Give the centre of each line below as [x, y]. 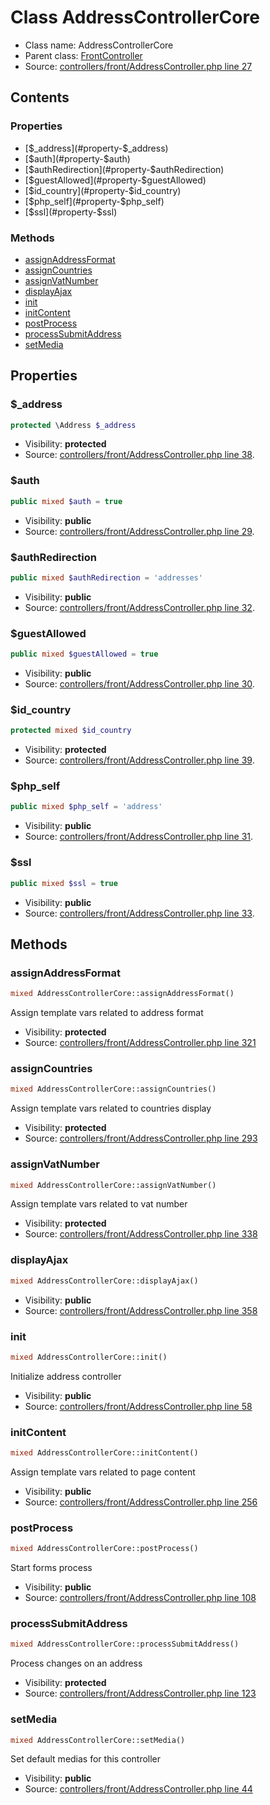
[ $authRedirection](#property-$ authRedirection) [124, 169]
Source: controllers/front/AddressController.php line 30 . [139, 684]
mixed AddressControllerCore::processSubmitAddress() [125, 1644]
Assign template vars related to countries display [111, 1108]
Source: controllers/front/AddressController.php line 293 [141, 1138]
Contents [40, 97]
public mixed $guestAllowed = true [84, 654]
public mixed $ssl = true [64, 883]
